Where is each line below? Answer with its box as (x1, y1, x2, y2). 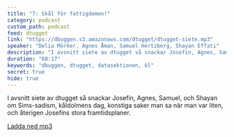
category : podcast (7, 17, 61, 24)
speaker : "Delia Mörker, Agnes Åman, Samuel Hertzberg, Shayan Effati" (7, 42, 219, 49)
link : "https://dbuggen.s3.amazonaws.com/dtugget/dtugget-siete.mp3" (7, 36, 214, 43)
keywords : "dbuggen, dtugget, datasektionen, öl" (7, 62, 155, 69)
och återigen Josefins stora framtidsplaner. (7, 108, 131, 117)
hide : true (7, 74, 39, 82)
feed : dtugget (7, 29, 49, 37)
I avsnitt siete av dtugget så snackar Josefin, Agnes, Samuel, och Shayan (7, 94, 218, 102)
